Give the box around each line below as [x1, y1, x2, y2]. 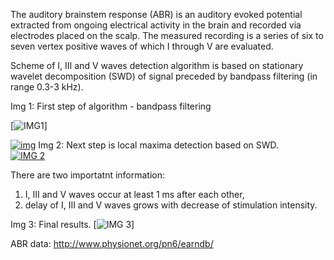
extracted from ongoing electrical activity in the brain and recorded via [10, 19, 302, 31]
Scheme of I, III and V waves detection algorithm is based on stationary [10, 60, 304, 71]
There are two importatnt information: [10, 169, 166, 181]
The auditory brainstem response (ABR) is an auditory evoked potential [10, 9, 303, 20]
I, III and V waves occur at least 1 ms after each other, [24, 189, 245, 200]
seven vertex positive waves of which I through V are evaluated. [10, 40, 274, 52]
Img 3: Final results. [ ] [10, 219, 135, 230]
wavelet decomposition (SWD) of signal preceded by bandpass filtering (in [10, 70, 318, 82]
